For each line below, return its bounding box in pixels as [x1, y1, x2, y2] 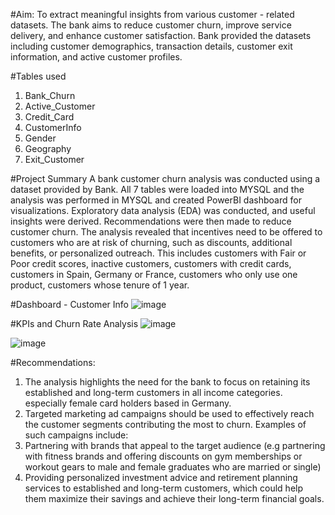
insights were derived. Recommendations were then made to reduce [10, 215, 292, 227]
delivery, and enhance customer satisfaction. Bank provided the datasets [10, 30, 312, 41]
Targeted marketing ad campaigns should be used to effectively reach [24, 408, 315, 419]
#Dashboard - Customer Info [10, 299, 129, 310]
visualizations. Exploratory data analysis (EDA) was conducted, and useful [10, 205, 316, 216]
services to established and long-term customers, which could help [24, 482, 304, 494]
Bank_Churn [24, 90, 76, 101]
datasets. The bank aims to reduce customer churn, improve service [10, 19, 292, 31]
